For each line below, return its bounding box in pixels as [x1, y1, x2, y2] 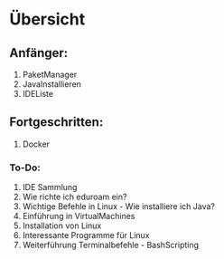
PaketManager [22, 69, 78, 80]
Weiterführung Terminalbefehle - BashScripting [22, 240, 200, 251]
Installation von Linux [22, 220, 102, 231]
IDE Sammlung [22, 182, 78, 193]
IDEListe [22, 89, 54, 99]
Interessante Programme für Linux [22, 230, 150, 241]
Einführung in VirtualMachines [22, 211, 135, 222]
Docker [22, 139, 51, 149]
